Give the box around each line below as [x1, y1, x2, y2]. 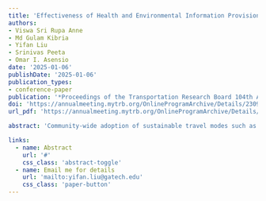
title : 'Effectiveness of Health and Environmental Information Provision [8, 11, 260, 20]
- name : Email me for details [15, 166, 115, 174]
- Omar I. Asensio [8, 56, 69, 64]
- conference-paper [8, 85, 73, 94]
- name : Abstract [15, 144, 73, 152]
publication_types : [8, 78, 73, 86]
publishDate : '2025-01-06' [8, 71, 97, 79]
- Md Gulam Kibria [8, 33, 69, 42]
